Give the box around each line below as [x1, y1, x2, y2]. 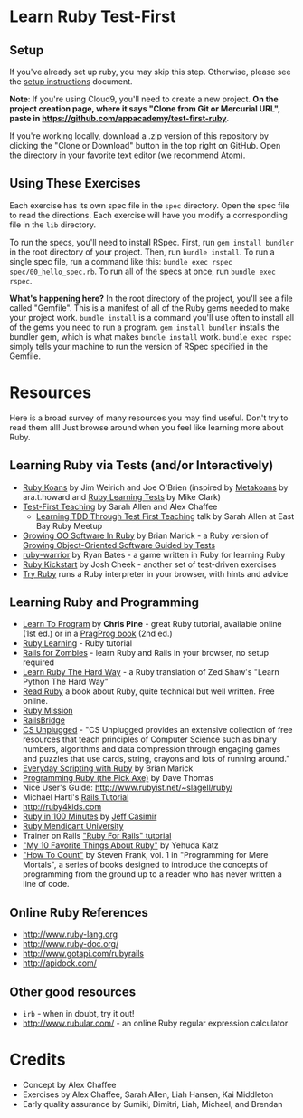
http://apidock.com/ [22, 958, 98, 969]
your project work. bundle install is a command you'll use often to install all [9, 312, 295, 323]
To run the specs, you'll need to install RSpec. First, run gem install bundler [9, 236, 295, 247]
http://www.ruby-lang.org [22, 929, 118, 940]
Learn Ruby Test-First [9, 6, 176, 27]
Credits [9, 1049, 66, 1070]
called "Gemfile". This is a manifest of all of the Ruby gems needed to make [9, 302, 290, 313]
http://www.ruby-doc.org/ [22, 939, 119, 949]
